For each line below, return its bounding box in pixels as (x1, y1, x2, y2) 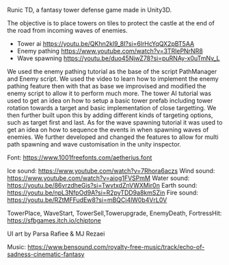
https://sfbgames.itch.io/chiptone (7, 216, 101, 225)
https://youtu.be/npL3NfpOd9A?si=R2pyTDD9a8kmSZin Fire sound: (7, 188, 198, 197)
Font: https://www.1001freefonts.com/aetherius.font (7, 153, 152, 162)
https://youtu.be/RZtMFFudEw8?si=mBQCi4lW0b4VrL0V (7, 196, 167, 204)
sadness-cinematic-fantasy (7, 250, 85, 258)
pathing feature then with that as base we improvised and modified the (7, 82, 206, 90)
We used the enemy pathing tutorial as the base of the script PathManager (7, 68, 217, 75)
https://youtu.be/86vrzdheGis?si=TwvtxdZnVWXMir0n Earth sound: (7, 181, 198, 189)
